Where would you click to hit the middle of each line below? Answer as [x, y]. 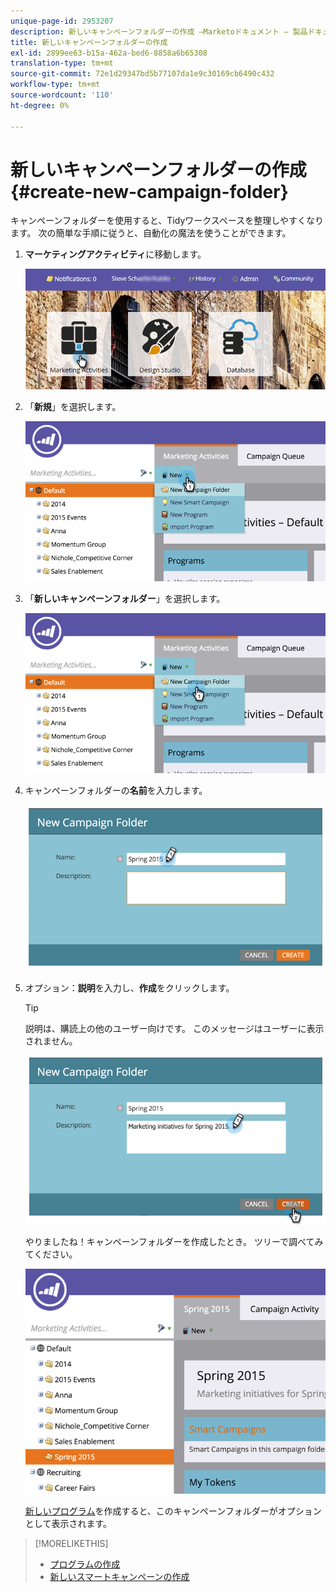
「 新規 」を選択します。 [73, 406]
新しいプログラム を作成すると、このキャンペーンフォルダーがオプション [173, 1511]
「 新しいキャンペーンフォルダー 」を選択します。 [125, 598]
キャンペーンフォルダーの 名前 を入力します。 [116, 791]
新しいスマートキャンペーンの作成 [119, 1577]
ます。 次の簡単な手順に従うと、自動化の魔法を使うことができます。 [151, 233]
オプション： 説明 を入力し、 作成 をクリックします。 [129, 987]
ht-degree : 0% [40, 105]
